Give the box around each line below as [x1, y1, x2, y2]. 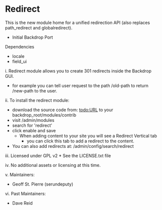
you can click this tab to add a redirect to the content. [26, 138, 135, 144]
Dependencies [5, 44, 35, 49]
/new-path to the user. [12, 88, 58, 93]
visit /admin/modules [12, 117, 55, 123]
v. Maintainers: [5, 171, 35, 177]
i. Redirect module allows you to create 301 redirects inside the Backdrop [5, 68, 152, 74]
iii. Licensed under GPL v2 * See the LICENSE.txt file [5, 153, 111, 159]
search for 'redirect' [12, 122, 53, 128]
